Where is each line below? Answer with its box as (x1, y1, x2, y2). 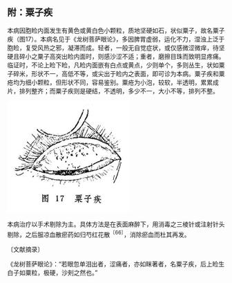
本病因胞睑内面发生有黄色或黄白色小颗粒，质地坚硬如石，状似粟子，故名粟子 (7, 26, 225, 35)
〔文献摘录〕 (7, 245, 43, 253)
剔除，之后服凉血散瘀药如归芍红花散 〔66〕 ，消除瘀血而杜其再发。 (7, 229, 191, 239)
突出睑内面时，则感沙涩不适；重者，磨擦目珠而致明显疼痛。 (55, 52, 225, 60)
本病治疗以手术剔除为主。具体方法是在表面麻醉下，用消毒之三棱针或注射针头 (7, 220, 225, 228)
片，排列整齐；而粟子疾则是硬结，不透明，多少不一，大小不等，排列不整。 (7, 86, 219, 95)
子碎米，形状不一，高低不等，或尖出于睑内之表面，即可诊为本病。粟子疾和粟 (7, 69, 225, 77)
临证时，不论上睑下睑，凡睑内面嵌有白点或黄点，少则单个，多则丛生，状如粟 (7, 61, 225, 69)
